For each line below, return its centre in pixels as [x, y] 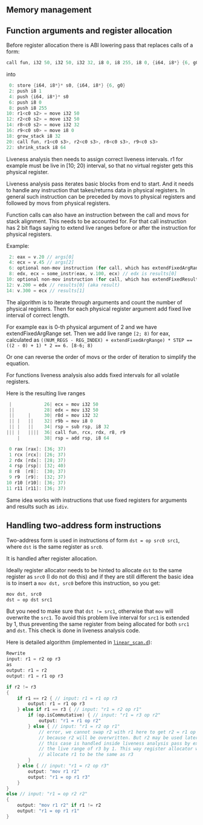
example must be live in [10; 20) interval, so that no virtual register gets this [100, 165]
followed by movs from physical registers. [58, 203]
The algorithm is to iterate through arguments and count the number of [94, 302]
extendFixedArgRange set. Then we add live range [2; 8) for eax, [88, 333]
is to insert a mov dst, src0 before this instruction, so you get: [83, 583]
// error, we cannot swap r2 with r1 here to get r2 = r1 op [117, 732]
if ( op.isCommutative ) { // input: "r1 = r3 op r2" [95, 715]
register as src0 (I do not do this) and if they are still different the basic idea [100, 576]
